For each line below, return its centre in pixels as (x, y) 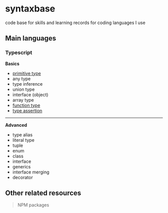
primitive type (26, 73)
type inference (27, 84)
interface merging (31, 172)
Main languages (31, 38)
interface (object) (30, 94)
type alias (22, 135)
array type (23, 100)
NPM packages (33, 205)
